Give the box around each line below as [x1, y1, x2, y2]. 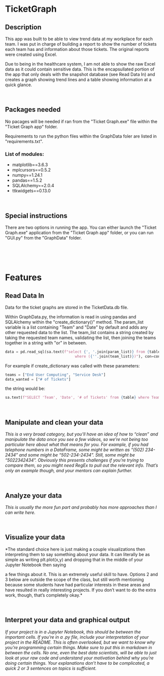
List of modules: [5, 150, 44, 157]
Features [5, 272, 42, 283]
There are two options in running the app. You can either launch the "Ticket [5, 224, 157, 230]
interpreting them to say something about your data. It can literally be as [5, 551, 150, 557]
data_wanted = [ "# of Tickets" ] [5, 377, 71, 382]
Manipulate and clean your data [5, 418, 103, 427]
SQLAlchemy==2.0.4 [12, 183, 55, 189]
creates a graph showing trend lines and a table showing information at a [5, 77, 152, 82]
